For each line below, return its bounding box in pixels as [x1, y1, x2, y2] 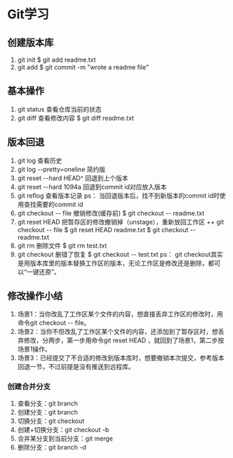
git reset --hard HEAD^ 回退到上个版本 [17, 173, 128, 182]
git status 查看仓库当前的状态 [17, 105, 102, 113]
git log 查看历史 [17, 156, 62, 165]
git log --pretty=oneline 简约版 [17, 165, 106, 173]
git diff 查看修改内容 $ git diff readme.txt [17, 114, 135, 122]
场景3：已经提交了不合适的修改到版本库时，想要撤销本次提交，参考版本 [17, 353, 225, 362]
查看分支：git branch [17, 399, 79, 408]
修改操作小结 [7, 290, 63, 302]
